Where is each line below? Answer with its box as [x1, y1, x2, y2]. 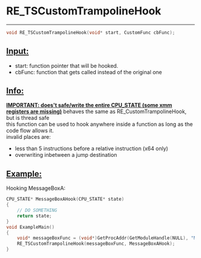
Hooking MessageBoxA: [6, 184, 66, 192]
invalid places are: [6, 133, 51, 141]
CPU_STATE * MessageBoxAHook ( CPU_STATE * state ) [6, 196, 124, 202]
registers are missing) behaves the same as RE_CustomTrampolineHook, [6, 108, 187, 115]
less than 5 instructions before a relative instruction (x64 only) [14, 145, 169, 152]
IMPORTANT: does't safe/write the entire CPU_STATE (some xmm [6, 102, 172, 109]
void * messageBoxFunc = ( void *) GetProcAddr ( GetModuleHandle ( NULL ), [17, 235, 188, 241]
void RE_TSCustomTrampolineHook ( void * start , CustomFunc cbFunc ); [6, 29, 175, 35]
